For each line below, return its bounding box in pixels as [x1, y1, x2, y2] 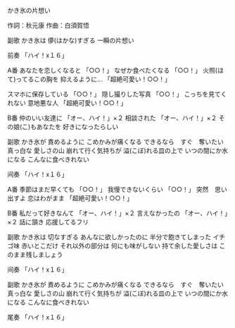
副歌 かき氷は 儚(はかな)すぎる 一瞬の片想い [7, 36, 135, 44]
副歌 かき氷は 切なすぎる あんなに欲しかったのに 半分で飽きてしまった [7, 233, 212, 241]
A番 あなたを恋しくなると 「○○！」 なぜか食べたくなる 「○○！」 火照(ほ [7, 66, 224, 74]
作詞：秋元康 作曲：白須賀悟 [7, 21, 89, 30]
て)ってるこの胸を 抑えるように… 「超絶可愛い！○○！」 [7, 75, 171, 83]
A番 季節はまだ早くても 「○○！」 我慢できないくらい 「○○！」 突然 [7, 186, 209, 193]
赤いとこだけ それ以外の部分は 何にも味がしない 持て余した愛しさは [20, 242, 218, 250]
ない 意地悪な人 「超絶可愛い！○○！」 [13, 99, 127, 107]
